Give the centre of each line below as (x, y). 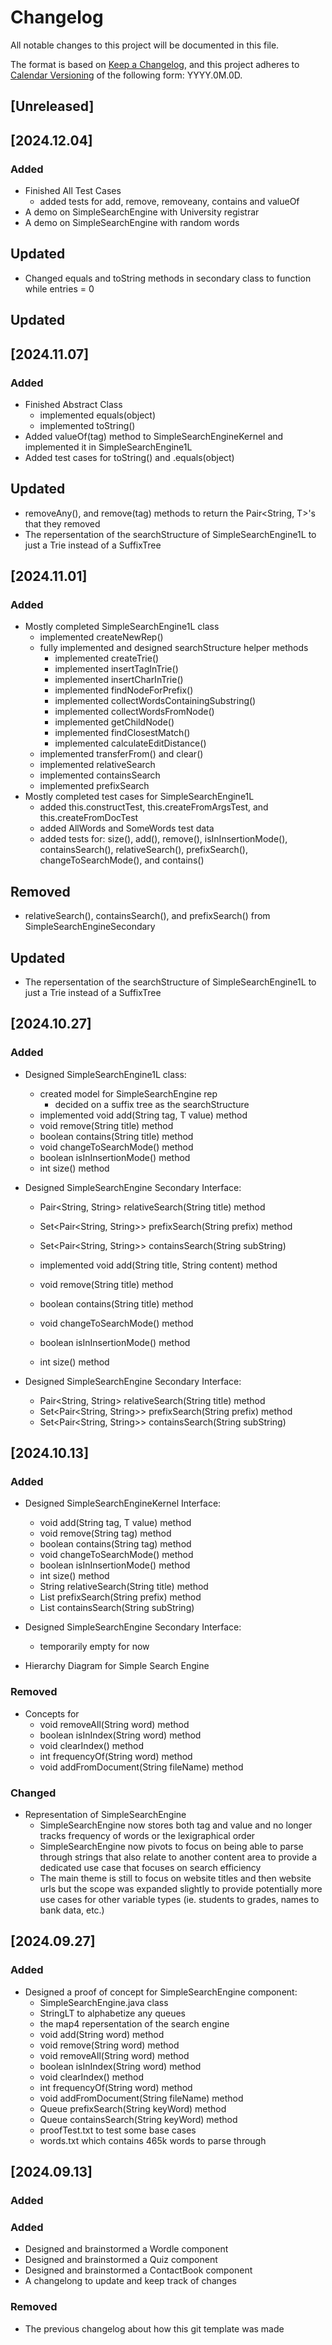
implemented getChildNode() (114, 722)
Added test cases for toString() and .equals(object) (129, 457)
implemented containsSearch (100, 775)
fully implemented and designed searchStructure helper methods (174, 648)
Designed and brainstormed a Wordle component (126, 2249)
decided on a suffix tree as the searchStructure (152, 1104)
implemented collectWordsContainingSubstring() (155, 701)
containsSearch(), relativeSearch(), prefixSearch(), (143, 850)
